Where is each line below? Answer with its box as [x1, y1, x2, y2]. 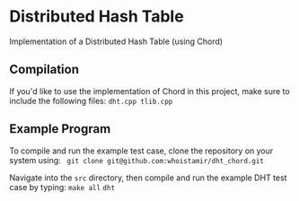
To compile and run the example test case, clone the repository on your [9, 145, 274, 156]
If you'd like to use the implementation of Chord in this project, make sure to [9, 85, 290, 96]
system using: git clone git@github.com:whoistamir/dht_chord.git [9, 154, 265, 165]
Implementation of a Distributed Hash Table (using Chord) [9, 36, 223, 47]
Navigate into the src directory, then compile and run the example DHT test [9, 172, 287, 183]
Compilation [9, 62, 79, 77]
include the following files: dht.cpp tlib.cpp [9, 95, 173, 106]
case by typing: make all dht [9, 181, 115, 192]
